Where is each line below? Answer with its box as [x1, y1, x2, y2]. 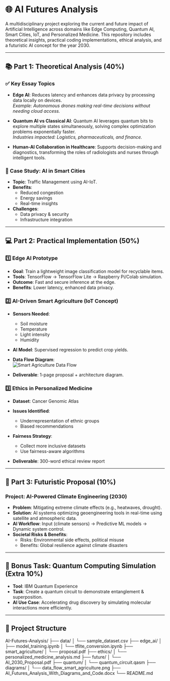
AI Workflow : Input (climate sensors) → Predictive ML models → [12, 521, 147, 527]
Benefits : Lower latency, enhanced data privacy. [12, 284, 114, 290]
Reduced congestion [20, 189, 64, 196]
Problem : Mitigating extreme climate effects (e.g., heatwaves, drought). [12, 504, 162, 510]
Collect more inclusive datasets [20, 443, 86, 449]
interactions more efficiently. [12, 604, 72, 610]
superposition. [12, 594, 43, 600]
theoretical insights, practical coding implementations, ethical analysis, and [5, 37, 162, 43]
